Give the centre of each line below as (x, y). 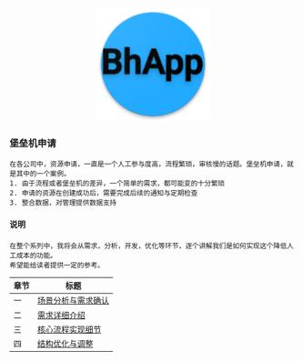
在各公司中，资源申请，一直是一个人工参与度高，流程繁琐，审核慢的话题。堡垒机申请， (148, 165)
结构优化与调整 (66, 343)
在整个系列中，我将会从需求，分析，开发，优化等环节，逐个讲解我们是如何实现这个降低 (148, 246)
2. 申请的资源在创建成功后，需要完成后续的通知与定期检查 (104, 194)
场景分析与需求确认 (73, 301)
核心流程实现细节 (70, 329)
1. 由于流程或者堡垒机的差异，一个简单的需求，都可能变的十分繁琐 (117, 184)
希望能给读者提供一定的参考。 (57, 265)
